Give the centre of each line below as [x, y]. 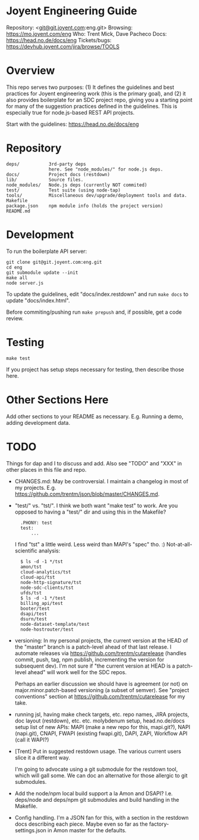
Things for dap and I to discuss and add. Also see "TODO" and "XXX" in [94, 463]
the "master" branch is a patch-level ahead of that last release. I [93, 647]
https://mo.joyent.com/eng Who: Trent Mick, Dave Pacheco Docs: [87, 33]
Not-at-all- [179, 544]
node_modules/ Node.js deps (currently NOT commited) [77, 185]
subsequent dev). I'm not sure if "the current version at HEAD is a [95, 666]
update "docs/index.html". [38, 300]
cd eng [14, 267]
